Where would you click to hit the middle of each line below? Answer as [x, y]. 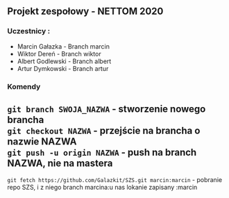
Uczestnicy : [29, 31]
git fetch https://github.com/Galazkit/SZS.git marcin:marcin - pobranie [115, 180]
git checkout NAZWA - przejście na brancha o [104, 131]
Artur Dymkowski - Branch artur [63, 68]
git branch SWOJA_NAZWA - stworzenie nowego [107, 109]
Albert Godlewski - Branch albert [64, 61]
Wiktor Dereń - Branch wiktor [59, 53]
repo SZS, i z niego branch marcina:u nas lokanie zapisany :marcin [102, 188]
